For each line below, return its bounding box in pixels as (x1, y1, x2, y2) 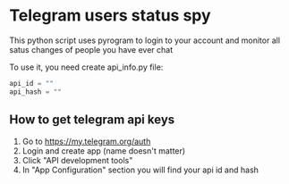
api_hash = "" (9, 87, 63, 96)
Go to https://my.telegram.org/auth (21, 136, 151, 146)
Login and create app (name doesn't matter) (21, 145, 186, 156)
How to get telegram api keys (9, 113, 175, 128)
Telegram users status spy (9, 5, 212, 26)
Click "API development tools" (21, 155, 133, 165)
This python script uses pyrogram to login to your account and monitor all (9, 35, 280, 46)
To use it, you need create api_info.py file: (9, 62, 164, 72)
